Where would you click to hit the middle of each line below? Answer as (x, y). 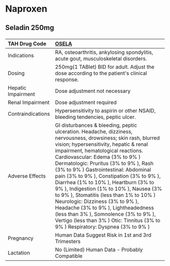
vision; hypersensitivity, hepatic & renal (101, 144)
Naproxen (26, 9)
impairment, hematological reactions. (99, 150)
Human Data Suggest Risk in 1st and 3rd (103, 235)
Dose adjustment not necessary (93, 91)
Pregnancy (21, 238)
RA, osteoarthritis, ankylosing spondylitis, (104, 52)
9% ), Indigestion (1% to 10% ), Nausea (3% (109, 188)
